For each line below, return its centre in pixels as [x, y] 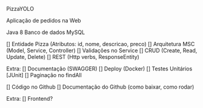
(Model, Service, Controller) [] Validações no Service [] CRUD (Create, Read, [102, 50]
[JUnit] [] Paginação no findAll [44, 75]
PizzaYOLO [20, 9]
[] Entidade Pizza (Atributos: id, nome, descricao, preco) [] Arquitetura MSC [101, 44]
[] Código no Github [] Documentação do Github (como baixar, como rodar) [100, 87]
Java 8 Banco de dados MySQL [46, 32]
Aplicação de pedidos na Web [44, 20]
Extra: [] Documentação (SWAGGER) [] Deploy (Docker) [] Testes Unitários [99, 69]
